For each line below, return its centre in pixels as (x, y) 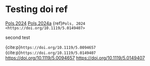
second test (18, 37)
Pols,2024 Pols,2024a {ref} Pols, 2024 (45, 23)
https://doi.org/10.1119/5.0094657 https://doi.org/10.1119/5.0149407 (75, 58)
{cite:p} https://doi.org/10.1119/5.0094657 (51, 47)
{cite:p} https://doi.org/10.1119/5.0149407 (51, 52)
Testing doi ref (37, 9)
